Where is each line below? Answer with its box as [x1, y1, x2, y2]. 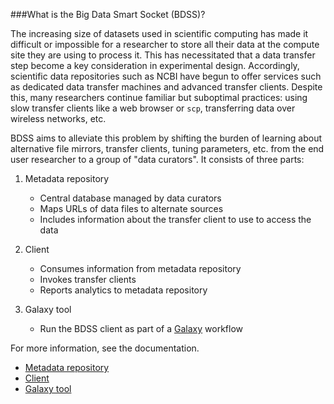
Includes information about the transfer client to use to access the [39, 214, 312, 225]
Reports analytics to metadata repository [39, 284, 208, 296]
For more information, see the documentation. [10, 342, 200, 354]
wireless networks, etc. [10, 113, 107, 124]
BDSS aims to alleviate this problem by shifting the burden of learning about [10, 132, 323, 144]
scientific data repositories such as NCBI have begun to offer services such [10, 70, 322, 82]
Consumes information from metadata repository [39, 263, 242, 274]
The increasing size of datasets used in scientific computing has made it [10, 28, 309, 39]
